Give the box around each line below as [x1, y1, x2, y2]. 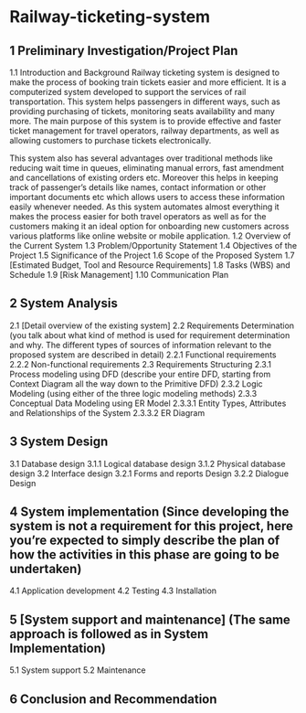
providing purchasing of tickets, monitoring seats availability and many [9, 106, 276, 116]
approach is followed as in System [9, 626, 208, 642]
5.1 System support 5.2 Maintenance [9, 665, 146, 676]
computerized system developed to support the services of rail [9, 87, 247, 97]
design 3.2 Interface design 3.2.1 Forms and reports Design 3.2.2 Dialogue [9, 468, 290, 479]
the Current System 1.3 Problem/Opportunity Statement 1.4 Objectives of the [9, 240, 298, 250]
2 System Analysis [9, 295, 119, 312]
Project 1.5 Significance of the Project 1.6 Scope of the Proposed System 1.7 [9, 250, 295, 261]
